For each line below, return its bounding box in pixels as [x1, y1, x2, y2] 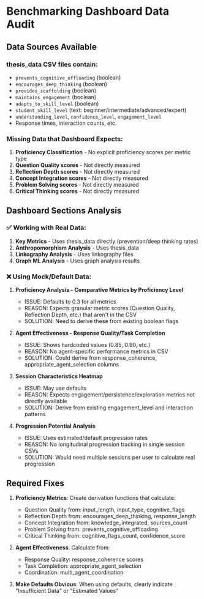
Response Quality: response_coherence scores [24, 556, 144, 563]
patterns [24, 411, 46, 418]
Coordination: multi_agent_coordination [24, 568, 124, 576]
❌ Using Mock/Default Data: [6, 272, 92, 281]
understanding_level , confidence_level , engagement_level [15, 113, 162, 120]
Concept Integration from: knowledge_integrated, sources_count [24, 519, 188, 526]
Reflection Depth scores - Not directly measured [15, 168, 140, 176]
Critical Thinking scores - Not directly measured [15, 188, 140, 195]
